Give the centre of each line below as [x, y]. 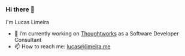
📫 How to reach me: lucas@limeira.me [63, 47]
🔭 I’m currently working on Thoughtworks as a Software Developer [96, 34]
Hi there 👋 [20, 9]
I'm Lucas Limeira [27, 22]
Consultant [28, 40]
